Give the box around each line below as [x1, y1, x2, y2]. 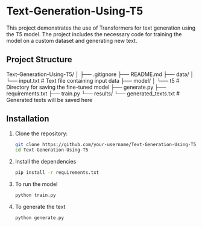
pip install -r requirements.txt [14, 170, 99, 176]
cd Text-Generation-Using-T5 [14, 147, 89, 153]
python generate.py [14, 215, 65, 221]
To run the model [14, 181, 58, 188]
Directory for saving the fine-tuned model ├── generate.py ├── [6, 83, 166, 91]
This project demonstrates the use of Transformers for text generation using [6, 24, 196, 31]
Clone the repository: [14, 130, 68, 137]
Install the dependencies [14, 158, 77, 165]
